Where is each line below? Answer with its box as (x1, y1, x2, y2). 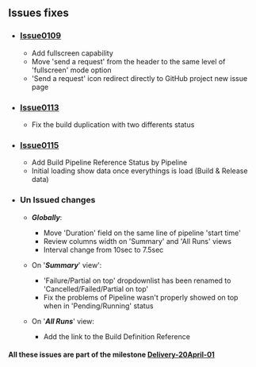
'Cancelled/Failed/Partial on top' (43, 284, 149, 293)
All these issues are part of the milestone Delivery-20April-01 (8, 350, 216, 360)
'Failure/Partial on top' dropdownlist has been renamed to (43, 276, 231, 285)
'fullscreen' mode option (31, 65, 113, 75)
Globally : (31, 212, 63, 222)
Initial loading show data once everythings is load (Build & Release (31, 166, 248, 176)
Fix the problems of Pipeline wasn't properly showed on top (43, 292, 239, 302)
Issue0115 (19, 139, 59, 150)
